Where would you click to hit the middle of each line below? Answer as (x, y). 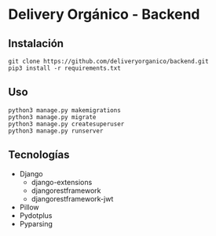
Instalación (36, 44)
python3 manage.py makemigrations (65, 110)
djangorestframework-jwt (72, 198)
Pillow (29, 207)
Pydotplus (36, 215)
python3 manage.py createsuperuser (66, 124)
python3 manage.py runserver (56, 131)
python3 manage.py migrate (52, 117)
